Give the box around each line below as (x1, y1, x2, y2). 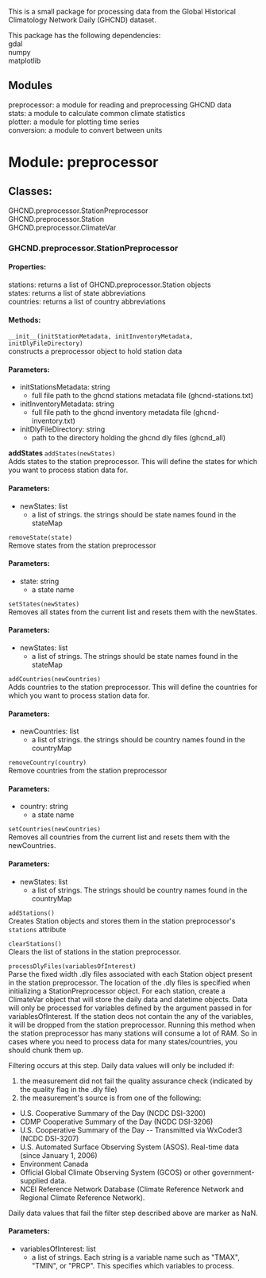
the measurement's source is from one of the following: (19, 1093, 202, 1102)
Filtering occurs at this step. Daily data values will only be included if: (8, 1060, 234, 1070)
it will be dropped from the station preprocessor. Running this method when (8, 1020, 256, 1029)
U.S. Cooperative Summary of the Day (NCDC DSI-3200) (19, 1108, 206, 1117)
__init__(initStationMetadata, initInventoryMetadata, (8, 333, 194, 341)
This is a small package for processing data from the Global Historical (8, 7, 237, 16)
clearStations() (8, 939, 62, 948)
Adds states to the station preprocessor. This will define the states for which (8, 457, 258, 467)
